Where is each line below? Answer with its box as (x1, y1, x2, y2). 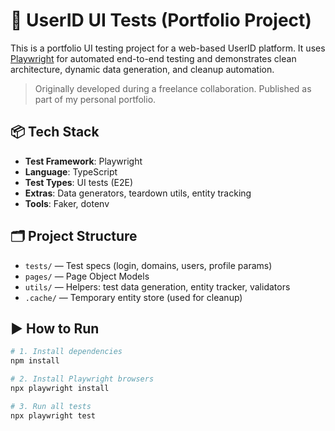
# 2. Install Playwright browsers (10, 374, 155, 384)
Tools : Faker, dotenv (24, 197, 110, 209)
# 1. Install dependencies (10, 347, 123, 357)
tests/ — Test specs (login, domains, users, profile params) (24, 259, 273, 271)
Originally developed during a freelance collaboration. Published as (34, 82, 312, 94)
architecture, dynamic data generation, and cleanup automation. (10, 63, 275, 75)
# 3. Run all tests (10, 401, 92, 411)
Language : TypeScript (24, 165, 118, 178)
